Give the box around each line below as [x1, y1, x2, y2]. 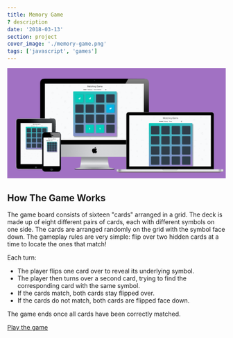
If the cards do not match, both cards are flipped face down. [17, 296, 190, 305]
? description [7, 18, 49, 26]
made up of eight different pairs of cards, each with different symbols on [7, 218, 215, 226]
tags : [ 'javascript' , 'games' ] [7, 48, 98, 55]
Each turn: [7, 253, 37, 262]
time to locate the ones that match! [7, 240, 107, 248]
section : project [7, 33, 58, 40]
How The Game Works [7, 192, 106, 204]
